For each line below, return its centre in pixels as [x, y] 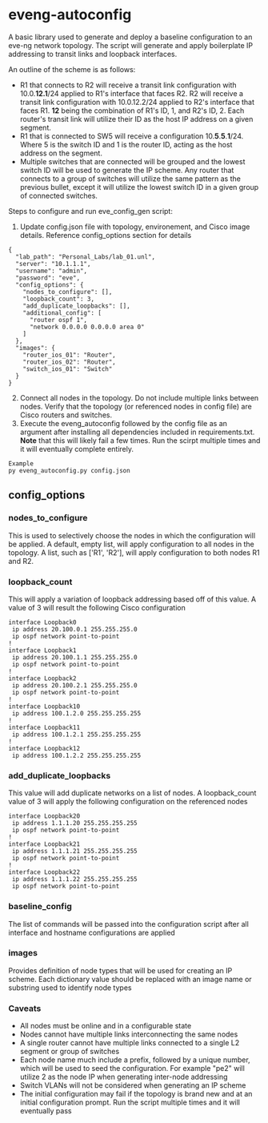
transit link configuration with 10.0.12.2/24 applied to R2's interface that [137, 102]
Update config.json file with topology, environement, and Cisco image [135, 227]
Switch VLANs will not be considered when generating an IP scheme [133, 1085]
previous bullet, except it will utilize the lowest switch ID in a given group [139, 187]
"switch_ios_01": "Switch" [68, 369]
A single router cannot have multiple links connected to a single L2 [130, 1043]
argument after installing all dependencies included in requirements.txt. [137, 432]
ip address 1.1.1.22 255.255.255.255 [74, 879]
